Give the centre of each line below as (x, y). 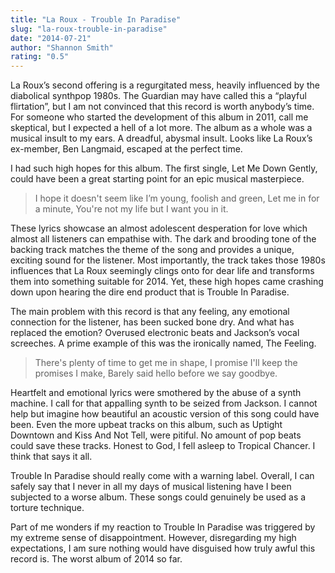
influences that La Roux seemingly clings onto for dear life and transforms (162, 271)
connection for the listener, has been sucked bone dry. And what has (152, 322)
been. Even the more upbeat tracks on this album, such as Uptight (146, 425)
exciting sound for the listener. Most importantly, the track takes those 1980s (168, 260)
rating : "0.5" (40, 57)
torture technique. (47, 508)
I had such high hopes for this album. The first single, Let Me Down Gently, (164, 168)
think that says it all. (51, 457)
